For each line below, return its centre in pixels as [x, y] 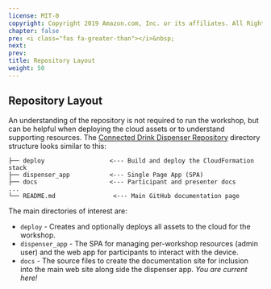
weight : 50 [27, 68]
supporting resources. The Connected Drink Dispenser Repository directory [134, 137]
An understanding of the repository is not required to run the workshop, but [134, 120]
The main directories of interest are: [68, 211]
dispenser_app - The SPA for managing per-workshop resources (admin [139, 243]
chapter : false [34, 31]
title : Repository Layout [52, 61]
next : [17, 46]
